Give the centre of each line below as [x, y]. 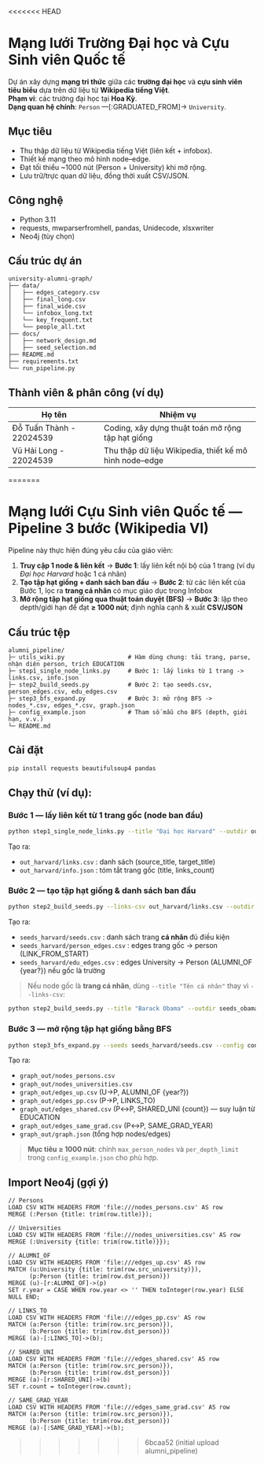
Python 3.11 [38, 219]
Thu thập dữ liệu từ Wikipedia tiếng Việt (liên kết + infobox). [116, 150]
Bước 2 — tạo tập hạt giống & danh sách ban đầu [102, 891]
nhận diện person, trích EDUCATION [66, 664]
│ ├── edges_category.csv [54, 293]
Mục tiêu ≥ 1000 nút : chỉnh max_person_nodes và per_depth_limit [133, 1150]
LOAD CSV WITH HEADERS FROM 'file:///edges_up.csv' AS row [107, 1263]
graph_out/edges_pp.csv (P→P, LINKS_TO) [87, 1101]
